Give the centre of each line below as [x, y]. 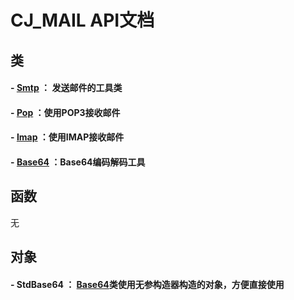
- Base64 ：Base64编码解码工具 [78, 162]
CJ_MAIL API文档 [82, 20]
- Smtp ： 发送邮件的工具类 [66, 88]
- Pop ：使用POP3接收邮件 [65, 112]
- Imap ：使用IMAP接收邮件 [67, 137]
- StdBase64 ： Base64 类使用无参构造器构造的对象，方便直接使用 [147, 284]
